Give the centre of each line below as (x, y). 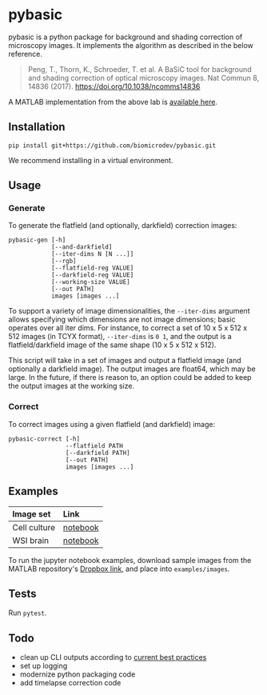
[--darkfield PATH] (98, 453)
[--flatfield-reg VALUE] (92, 268)
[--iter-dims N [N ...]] (92, 254)
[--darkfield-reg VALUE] (92, 275)
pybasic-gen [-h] (37, 240)
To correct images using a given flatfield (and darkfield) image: (112, 424)
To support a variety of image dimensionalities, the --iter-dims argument (129, 311)
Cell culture (34, 527)
